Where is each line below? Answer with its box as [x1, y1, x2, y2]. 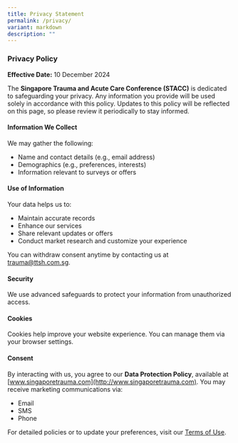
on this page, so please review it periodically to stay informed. [7, 106, 190, 115]
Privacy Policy [7, 54, 58, 64]
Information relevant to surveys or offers [17, 168, 137, 176]
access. [7, 297, 31, 307]
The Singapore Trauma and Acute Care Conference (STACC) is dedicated [7, 83, 227, 93]
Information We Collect [7, 123, 78, 132]
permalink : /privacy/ [7, 17, 72, 24]
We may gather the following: [7, 138, 94, 147]
